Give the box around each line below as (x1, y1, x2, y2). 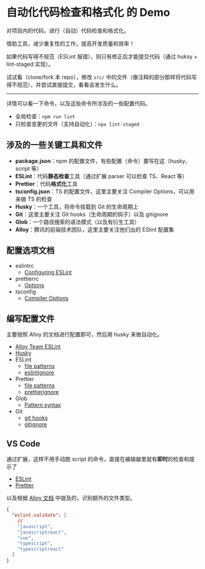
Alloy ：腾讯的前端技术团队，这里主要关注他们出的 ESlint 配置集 (15, 226, 174, 233)
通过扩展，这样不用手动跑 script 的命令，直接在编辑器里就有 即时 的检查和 (6, 456, 190, 463)
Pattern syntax (24, 401, 61, 409)
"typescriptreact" (17, 546, 64, 553)
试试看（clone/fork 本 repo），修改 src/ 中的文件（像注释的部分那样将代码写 (6, 73, 197, 81)
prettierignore (24, 388, 59, 396)
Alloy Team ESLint (15, 343, 61, 351)
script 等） (15, 165, 43, 172)
